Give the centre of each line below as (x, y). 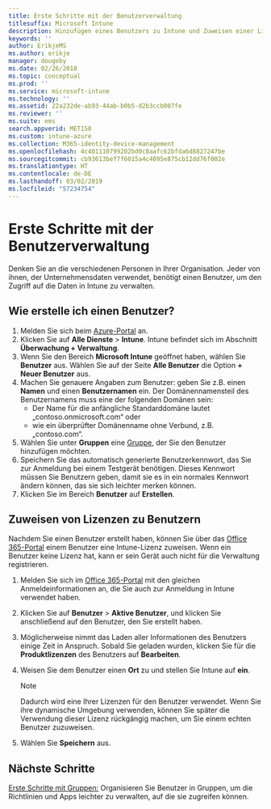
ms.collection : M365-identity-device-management (92, 144)
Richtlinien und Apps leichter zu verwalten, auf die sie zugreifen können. (129, 797)
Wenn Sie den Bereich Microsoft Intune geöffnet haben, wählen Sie (133, 356)
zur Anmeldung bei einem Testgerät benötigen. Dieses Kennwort (127, 468)
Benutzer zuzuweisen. (57, 727)
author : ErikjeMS (38, 46)
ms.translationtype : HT (48, 167)
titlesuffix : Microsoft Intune (61, 23)
